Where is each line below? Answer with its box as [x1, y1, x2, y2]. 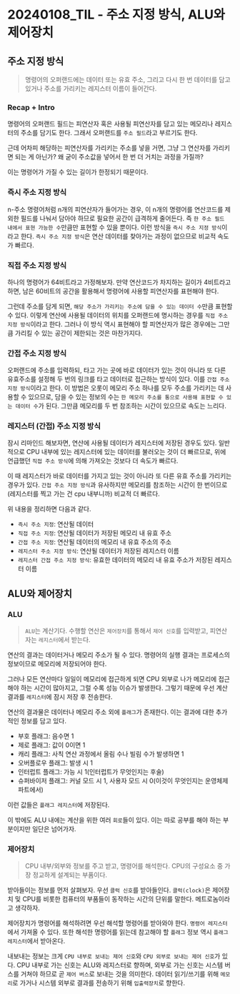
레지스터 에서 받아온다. [7, 937, 66, 945]
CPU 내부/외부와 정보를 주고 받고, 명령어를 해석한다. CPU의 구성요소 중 [24, 862, 224, 870]
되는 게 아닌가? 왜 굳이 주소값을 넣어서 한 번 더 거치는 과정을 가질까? [14, 153, 204, 161]
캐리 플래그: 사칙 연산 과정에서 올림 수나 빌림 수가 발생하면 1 [17, 750, 184, 758]
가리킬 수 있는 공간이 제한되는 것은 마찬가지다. [14, 328, 143, 337]
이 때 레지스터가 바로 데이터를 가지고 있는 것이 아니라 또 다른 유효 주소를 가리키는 [7, 472, 232, 481]
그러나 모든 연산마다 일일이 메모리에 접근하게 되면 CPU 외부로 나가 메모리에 [7, 675, 217, 683]
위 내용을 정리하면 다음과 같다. [7, 505, 91, 513]
